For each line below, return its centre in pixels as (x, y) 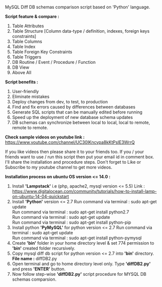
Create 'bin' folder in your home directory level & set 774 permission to (83, 243)
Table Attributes (28, 26)
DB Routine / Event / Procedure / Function (54, 62)
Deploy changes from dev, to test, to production (60, 102)
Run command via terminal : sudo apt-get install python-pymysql (77, 238)
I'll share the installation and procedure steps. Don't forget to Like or (73, 162)
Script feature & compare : (32, 16)
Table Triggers (26, 57)
